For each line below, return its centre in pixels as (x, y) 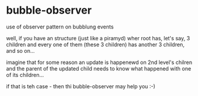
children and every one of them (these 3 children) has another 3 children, (95, 44)
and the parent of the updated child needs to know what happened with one (99, 68)
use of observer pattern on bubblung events (60, 27)
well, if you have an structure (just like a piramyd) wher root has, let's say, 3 (98, 38)
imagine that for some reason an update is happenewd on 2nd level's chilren (99, 62)
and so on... (21, 50)
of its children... (25, 75)
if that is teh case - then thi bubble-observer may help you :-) (81, 86)
